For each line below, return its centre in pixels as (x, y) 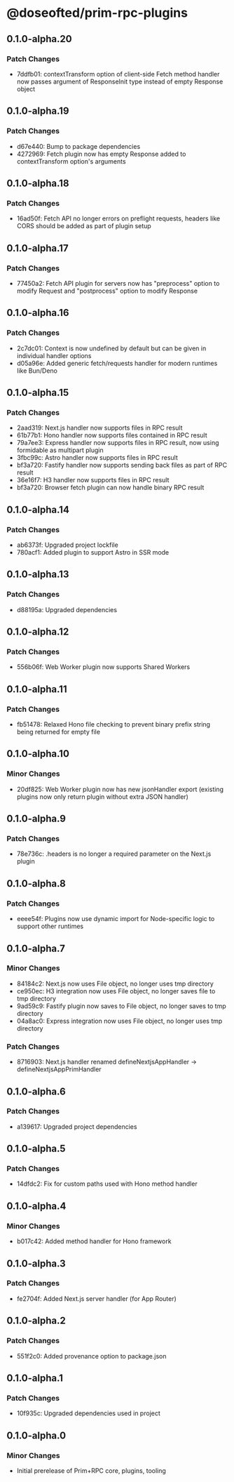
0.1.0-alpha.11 (37, 689)
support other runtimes (50, 926)
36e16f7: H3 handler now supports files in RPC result (93, 480)
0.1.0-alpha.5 (36, 1149)
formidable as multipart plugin (60, 450)
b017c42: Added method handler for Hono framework (94, 1241)
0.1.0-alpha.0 (36, 1435)
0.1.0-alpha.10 (38, 754)
